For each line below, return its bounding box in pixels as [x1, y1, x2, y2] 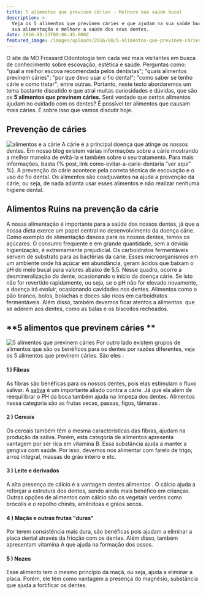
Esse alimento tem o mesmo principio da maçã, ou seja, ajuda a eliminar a [6, 569, 193, 576]
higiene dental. [6, 186, 44, 193]
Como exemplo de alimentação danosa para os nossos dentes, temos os [6, 233, 190, 240]
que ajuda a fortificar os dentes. [6, 582, 87, 589]
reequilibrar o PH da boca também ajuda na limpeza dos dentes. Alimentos [6, 393, 195, 400]
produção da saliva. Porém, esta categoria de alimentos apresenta [6, 433, 174, 440]
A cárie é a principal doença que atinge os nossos [61, 140, 188, 148]
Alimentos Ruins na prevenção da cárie [6, 204, 159, 215]
